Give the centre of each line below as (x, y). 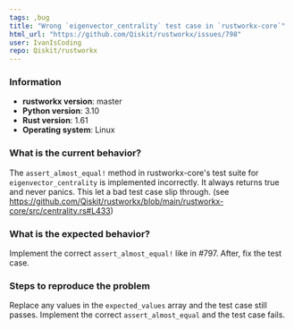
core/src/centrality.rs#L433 (60, 210)
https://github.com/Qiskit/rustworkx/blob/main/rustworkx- (117, 201)
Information (35, 82)
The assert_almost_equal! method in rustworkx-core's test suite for (134, 173)
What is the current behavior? (76, 153)
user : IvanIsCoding (46, 42)
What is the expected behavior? (80, 233)
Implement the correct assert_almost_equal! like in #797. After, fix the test (146, 253)
